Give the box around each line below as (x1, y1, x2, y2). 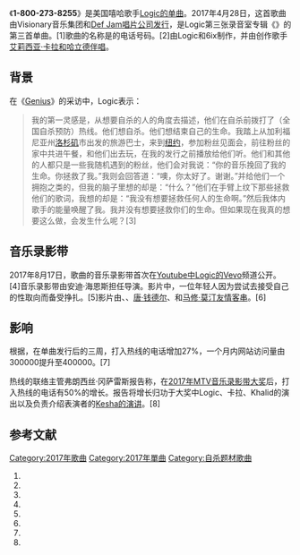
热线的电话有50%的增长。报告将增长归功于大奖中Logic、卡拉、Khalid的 (16, 388, 282, 398)
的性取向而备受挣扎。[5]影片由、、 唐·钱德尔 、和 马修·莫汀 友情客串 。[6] (9, 292, 267, 303)
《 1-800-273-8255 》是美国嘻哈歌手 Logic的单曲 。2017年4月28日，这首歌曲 (9, 8, 287, 18)
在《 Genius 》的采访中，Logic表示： (9, 95, 142, 106)
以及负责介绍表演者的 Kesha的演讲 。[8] (16, 398, 161, 409)
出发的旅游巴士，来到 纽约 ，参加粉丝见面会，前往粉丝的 (86, 137, 291, 148)
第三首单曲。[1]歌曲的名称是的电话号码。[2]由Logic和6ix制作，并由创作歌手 (9, 30, 288, 40)
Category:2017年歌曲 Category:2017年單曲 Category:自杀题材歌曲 (9, 453, 253, 464)
